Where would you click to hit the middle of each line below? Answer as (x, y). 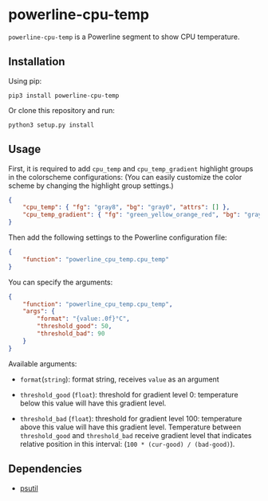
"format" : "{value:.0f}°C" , (83, 319)
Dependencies (45, 469)
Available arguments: (43, 363)
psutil (29, 488)
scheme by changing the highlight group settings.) (91, 186)
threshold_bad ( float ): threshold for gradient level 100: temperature (131, 418)
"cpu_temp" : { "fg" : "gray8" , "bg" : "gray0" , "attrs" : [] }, (126, 207)
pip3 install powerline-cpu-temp (64, 96)
